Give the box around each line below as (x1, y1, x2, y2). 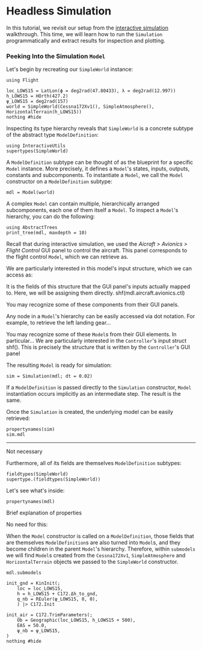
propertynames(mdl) (6, 499, 55, 505)
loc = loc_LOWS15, (17, 586, 63, 592)
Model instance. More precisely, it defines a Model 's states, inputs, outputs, (6, 165, 190, 172)
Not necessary (6, 448, 43, 455)
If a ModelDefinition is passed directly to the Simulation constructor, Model (6, 384, 192, 391)
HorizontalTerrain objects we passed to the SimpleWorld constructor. (6, 558, 179, 566)
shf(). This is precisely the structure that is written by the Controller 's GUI (6, 343, 191, 351)
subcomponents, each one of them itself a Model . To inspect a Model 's (6, 207, 179, 214)
